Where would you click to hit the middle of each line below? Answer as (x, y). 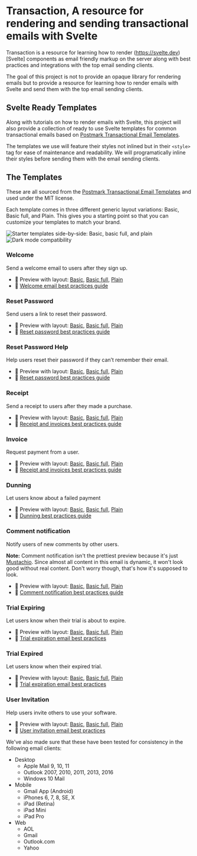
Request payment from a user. (43, 452)
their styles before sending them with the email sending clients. (83, 159)
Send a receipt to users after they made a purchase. (69, 406)
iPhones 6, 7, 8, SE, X (49, 797)
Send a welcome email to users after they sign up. (67, 268)
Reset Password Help (37, 347)
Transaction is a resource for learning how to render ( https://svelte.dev (92, 52)
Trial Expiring (26, 607)
